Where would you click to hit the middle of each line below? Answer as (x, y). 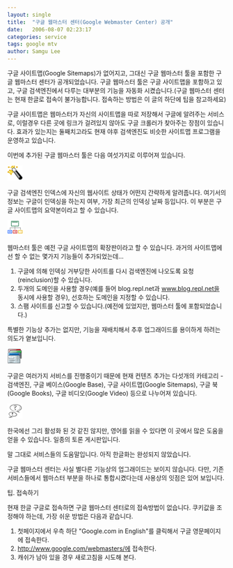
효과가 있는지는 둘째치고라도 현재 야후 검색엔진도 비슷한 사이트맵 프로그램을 (119, 132)
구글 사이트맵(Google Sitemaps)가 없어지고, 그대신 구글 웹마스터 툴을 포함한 (111, 73)
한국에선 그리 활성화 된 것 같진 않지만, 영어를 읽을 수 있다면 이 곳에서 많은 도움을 (115, 431)
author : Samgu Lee (34, 52)
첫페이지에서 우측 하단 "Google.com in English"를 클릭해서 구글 (104, 531)
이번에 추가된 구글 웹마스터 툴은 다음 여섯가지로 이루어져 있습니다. (96, 155)
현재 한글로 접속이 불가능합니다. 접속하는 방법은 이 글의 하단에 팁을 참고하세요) (120, 99)
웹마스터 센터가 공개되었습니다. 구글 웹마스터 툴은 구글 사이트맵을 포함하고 (115, 82)
